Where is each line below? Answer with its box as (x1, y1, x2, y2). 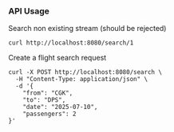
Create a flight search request (8, 53, 107, 63)
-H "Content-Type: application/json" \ (15, 76, 148, 83)
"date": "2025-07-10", (22, 103, 98, 111)
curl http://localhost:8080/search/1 (8, 39, 134, 47)
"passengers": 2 (22, 110, 77, 118)
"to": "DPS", (22, 96, 66, 104)
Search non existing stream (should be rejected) (8, 24, 167, 33)
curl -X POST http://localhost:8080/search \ (8, 68, 162, 76)
